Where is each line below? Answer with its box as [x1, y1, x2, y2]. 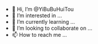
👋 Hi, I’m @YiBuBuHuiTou [11, 6, 74, 12]
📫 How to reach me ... [11, 32, 67, 38]
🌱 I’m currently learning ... [11, 18, 75, 25]
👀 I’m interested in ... [11, 12, 62, 19]
